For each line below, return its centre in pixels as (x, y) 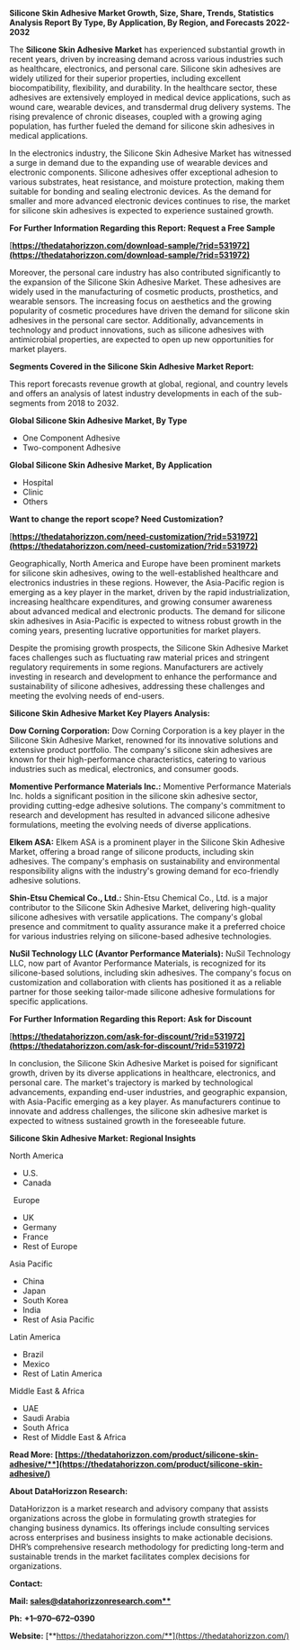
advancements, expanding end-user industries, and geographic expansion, (148, 1092)
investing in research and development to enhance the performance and (143, 676)
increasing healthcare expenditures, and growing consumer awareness (141, 602)
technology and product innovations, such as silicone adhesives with (137, 330)
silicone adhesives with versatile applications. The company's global (136, 917)
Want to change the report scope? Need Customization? (116, 519)
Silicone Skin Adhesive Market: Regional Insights (102, 1138)
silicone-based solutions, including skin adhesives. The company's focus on (150, 973)
